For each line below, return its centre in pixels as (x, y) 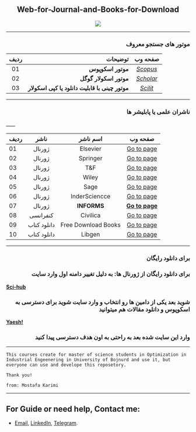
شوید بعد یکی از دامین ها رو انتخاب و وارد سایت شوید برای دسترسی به (102, 302)
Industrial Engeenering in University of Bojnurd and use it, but (88, 360)
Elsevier (91, 149)
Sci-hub (16, 287)
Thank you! (19, 375)
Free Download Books (90, 225)
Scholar (147, 78)
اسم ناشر (90, 139)
